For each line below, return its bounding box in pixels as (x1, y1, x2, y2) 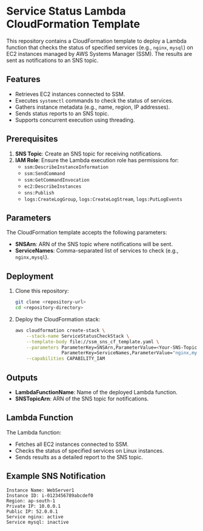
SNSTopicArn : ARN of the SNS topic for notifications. (15, 395, 149, 402)
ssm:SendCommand (24, 170, 65, 177)
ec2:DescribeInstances (24, 183, 82, 190)
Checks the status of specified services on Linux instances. (15, 447, 165, 454)
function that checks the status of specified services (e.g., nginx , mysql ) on (6, 44, 194, 51)
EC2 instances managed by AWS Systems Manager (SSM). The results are (6, 50, 193, 57)
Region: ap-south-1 (6, 498, 56, 504)
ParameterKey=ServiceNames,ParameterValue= (61, 350, 173, 356)
